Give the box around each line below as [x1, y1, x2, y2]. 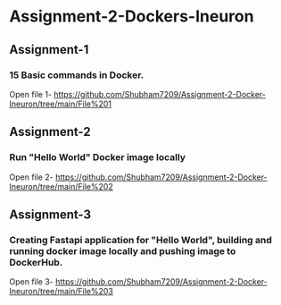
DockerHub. [9, 256, 63, 268]
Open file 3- [9, 276, 54, 287]
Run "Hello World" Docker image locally [9, 151, 186, 164]
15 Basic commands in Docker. [9, 69, 145, 81]
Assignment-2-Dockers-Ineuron [9, 6, 254, 27]
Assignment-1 [9, 42, 89, 57]
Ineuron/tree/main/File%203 [9, 286, 114, 297]
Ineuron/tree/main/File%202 [9, 181, 113, 191]
